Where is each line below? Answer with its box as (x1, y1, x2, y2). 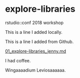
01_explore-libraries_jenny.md (5, 48, 66, 54)
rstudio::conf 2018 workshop (5, 20, 64, 26)
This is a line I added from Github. (5, 38, 74, 45)
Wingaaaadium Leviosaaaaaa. (5, 67, 66, 73)
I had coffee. (5, 57, 31, 63)
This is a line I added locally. (5, 29, 63, 35)
